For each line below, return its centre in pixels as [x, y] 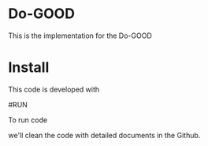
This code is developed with [54, 89]
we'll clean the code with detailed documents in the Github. [104, 135]
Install [29, 67]
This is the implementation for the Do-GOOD [80, 36]
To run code [28, 120]
